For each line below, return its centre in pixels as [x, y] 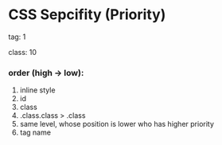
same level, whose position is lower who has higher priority [117, 124]
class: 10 [23, 52]
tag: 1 [17, 37]
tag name [35, 132]
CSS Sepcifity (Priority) [87, 15]
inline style [37, 90]
